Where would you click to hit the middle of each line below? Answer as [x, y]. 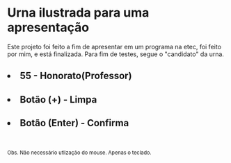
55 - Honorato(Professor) [76, 76]
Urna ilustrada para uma [78, 13]
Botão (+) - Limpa [58, 100]
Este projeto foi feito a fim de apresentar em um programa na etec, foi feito [114, 46]
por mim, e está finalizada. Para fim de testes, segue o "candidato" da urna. [116, 54]
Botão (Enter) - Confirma [74, 123]
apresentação [48, 27]
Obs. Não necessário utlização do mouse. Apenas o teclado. [79, 153]
